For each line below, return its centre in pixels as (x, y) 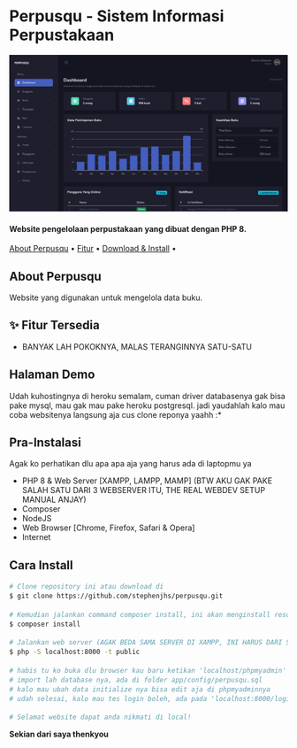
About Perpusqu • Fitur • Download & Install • (93, 249)
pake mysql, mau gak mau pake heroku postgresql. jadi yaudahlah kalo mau (147, 405)
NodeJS (37, 519)
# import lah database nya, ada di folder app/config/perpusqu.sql (136, 680)
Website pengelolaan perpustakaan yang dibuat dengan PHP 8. (128, 228)
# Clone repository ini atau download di (87, 587)
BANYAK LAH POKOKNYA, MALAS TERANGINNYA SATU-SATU (137, 346)
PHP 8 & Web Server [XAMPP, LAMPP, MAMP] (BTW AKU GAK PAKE (147, 481)
